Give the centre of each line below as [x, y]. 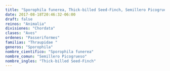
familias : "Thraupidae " [31, 42]
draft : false [19, 19]
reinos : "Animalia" [26, 24]
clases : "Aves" [21, 33]
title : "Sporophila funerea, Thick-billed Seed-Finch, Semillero [75, 10]
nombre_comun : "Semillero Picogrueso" [46, 56]
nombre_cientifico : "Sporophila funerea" [50, 51]
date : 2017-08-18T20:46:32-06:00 [40, 14]
